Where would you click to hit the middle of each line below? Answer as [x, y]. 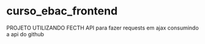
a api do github [25, 34]
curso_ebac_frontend [62, 11]
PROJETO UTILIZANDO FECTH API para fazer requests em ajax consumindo [102, 28]
